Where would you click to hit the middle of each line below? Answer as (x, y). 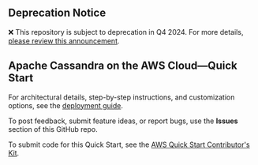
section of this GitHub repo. (53, 129)
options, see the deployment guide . (66, 105)
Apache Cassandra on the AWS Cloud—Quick (123, 66)
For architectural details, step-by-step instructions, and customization (122, 97)
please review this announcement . (64, 41)
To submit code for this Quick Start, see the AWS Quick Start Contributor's (129, 144)
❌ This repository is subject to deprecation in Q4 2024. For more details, (126, 32)
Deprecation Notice (57, 13)
